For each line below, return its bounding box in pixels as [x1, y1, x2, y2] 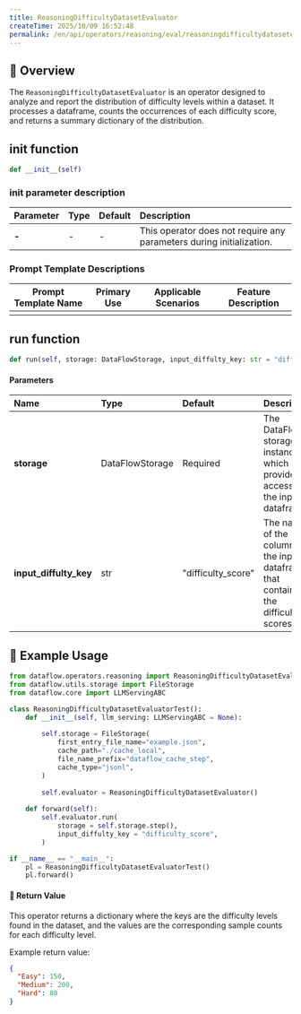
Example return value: [9, 947, 90, 958]
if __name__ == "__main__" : [9, 854, 115, 863]
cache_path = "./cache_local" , [56, 746, 167, 756]
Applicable [153, 286, 202, 299]
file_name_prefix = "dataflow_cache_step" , [56, 755, 215, 764]
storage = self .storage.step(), [56, 821, 178, 830]
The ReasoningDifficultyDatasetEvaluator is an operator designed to [9, 87, 266, 98]
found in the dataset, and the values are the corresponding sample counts [9, 920, 283, 931]
